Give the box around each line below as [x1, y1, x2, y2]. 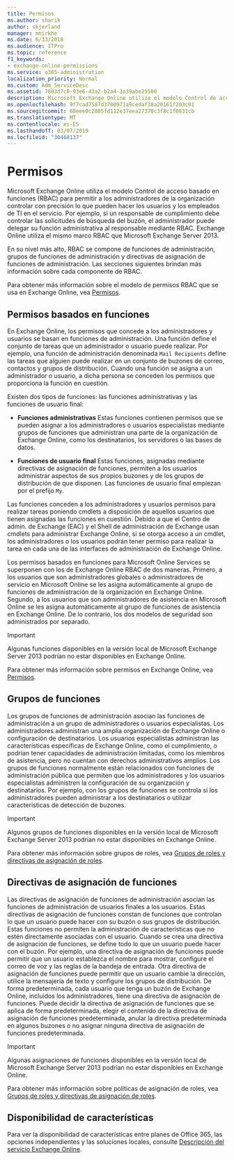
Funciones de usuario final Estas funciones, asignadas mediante [17, 457, 205, 465]
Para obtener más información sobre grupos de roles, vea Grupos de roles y [7, 848, 226, 857]
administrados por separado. [7, 618, 91, 625]
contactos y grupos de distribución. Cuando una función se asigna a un [7, 364, 212, 372]
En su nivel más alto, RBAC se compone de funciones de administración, [7, 245, 216, 254]
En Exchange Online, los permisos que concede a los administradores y [7, 327, 213, 335]
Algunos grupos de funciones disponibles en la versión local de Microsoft [7, 827, 219, 836]
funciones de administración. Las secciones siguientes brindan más [7, 260, 202, 268]
